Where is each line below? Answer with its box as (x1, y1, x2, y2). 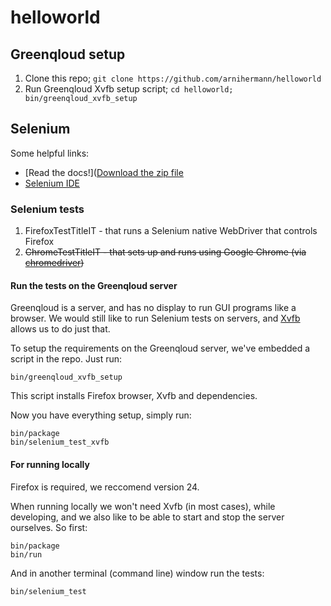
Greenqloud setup (10, 46, 126, 63)
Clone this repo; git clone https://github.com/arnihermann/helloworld (24, 72, 322, 84)
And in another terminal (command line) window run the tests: (10, 567, 265, 579)
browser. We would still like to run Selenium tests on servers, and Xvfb (10, 312, 301, 325)
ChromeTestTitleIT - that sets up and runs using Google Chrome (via (24, 246, 307, 258)
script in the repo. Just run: (10, 353, 123, 365)
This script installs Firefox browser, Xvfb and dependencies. (10, 390, 258, 402)
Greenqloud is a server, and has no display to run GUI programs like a (10, 302, 297, 314)
